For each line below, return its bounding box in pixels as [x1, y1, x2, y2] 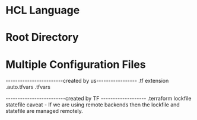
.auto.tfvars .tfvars [5, 83, 51, 90]
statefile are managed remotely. [5, 108, 84, 115]
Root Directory [5, 31, 79, 44]
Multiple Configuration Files [5, 57, 146, 71]
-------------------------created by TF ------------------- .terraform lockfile [5, 95, 192, 102]
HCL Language [5, 4, 80, 17]
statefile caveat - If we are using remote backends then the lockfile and [5, 101, 180, 108]
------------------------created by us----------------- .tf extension [5, 77, 169, 85]
